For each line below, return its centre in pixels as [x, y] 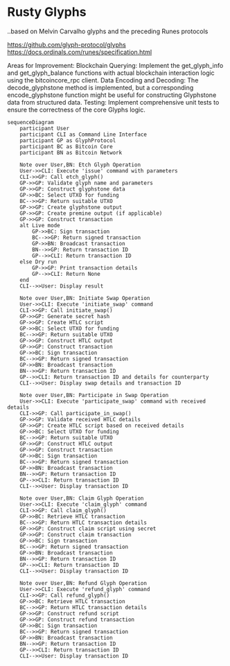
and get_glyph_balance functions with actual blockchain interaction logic [111, 73]
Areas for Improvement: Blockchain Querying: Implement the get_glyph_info [115, 65]
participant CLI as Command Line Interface [83, 134]
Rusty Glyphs [47, 12]
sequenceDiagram [30, 122]
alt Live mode [40, 225]
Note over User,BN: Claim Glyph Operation [82, 498]
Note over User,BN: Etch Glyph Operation [80, 165]
